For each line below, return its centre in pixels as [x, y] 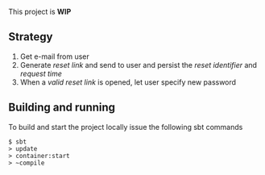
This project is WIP [40, 12]
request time [41, 73]
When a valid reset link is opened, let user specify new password [128, 82]
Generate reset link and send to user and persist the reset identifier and [139, 65]
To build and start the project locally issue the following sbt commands [126, 127]
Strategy [31, 37]
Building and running [62, 108]
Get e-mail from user [55, 56]
